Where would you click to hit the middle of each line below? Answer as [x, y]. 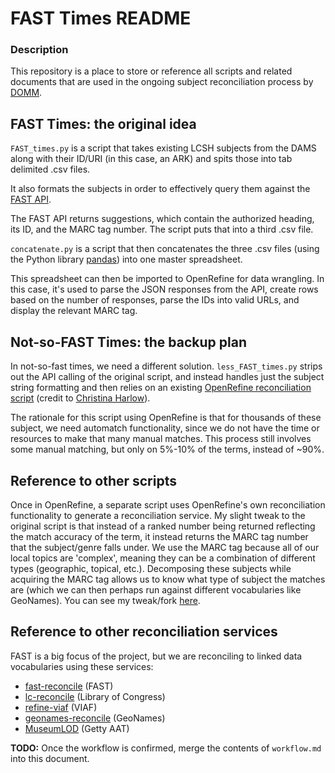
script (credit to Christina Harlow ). [80, 398]
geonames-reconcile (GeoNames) [95, 718]
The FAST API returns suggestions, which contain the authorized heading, [162, 219]
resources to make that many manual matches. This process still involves [161, 439]
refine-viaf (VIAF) [61, 707]
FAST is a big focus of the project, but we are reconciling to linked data [156, 656]
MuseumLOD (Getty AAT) [77, 728]
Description [39, 50]
